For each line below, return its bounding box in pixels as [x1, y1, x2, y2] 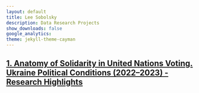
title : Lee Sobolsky [6, 14, 58, 20]
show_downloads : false [6, 25, 62, 32]
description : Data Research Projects [6, 20, 100, 26]
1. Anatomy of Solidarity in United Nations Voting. [6, 58, 193, 69]
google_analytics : [6, 31, 52, 37]
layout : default [6, 8, 46, 15]
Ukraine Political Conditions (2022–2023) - [6, 68, 169, 78]
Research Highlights [6, 77, 83, 87]
